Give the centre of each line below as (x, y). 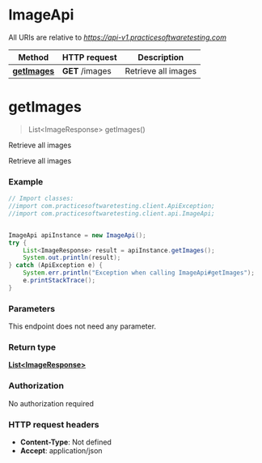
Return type (32, 347)
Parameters (32, 308)
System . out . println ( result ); (72, 258)
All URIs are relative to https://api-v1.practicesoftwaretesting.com (117, 37)
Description (161, 57)
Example (26, 181)
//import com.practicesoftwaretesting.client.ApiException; (112, 206)
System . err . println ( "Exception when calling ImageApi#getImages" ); (139, 273)
